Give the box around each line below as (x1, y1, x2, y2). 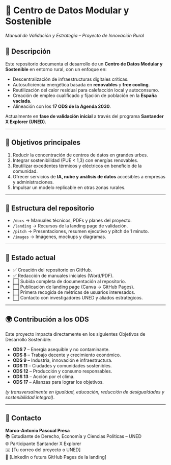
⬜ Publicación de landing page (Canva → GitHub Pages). (12, 284, 135, 290)
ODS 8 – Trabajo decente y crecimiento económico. (12, 352, 121, 358)
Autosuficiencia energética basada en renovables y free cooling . (12, 81, 150, 87)
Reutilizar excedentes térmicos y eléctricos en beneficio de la (12, 162, 142, 169)
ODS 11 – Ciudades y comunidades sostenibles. (12, 363, 112, 368)
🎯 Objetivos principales (5, 138, 80, 147)
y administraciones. (12, 179, 54, 185)
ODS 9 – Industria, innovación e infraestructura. (12, 357, 113, 363)
